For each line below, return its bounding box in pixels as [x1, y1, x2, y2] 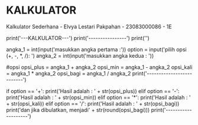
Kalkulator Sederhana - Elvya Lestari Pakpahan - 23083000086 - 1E [6, 23, 173, 30]
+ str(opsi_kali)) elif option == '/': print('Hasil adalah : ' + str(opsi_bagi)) [6, 100, 180, 107]
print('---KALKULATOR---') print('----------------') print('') [6, 34, 150, 41]
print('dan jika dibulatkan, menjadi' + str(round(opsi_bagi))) [6, 106, 150, 113]
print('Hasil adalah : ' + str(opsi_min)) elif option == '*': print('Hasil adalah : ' [6, 94, 191, 101]
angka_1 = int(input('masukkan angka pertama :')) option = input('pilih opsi [6, 45, 187, 53]
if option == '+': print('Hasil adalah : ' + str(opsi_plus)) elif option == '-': [6, 87, 180, 94]
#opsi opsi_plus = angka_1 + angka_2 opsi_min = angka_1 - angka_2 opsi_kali [6, 63, 193, 71]
